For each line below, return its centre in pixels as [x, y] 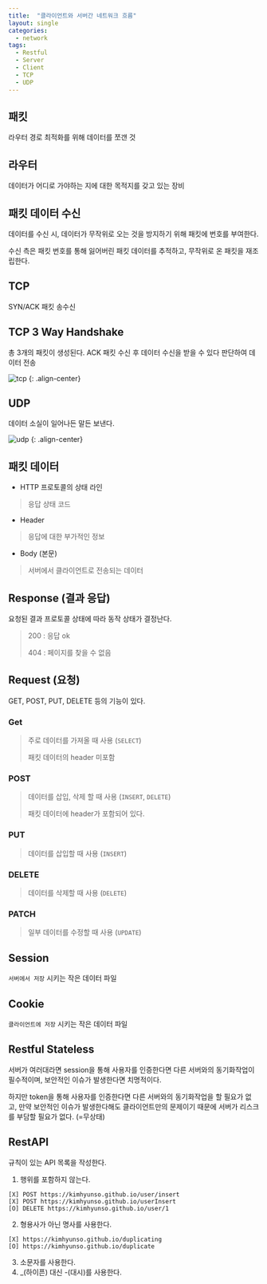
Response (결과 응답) [59, 598]
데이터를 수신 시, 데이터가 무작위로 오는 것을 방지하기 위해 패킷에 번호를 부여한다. [133, 234]
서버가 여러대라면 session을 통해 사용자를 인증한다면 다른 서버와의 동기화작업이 [132, 1069]
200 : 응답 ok [49, 636]
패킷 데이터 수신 [45, 213]
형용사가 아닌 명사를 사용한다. [66, 1224]
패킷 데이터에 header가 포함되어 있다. [86, 813]
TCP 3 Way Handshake [66, 332]
